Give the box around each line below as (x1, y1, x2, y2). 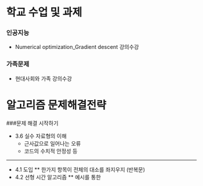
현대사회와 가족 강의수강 (14, 75, 72, 82)
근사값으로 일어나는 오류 (24, 139, 82, 147)
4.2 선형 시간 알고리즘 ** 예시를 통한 (14, 173, 101, 181)
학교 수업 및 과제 (6, 5, 83, 19)
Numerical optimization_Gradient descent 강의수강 (14, 43, 139, 51)
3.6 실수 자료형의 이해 (14, 132, 67, 139)
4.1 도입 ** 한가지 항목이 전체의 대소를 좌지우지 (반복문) (14, 165, 146, 173)
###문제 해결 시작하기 (6, 119, 59, 127)
